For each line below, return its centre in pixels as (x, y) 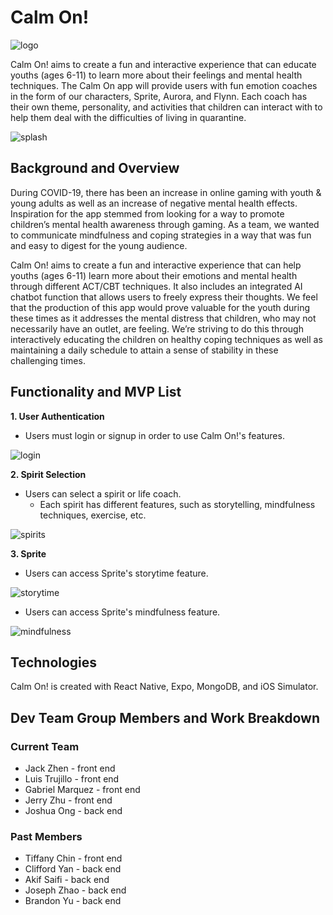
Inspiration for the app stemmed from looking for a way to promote (147, 213)
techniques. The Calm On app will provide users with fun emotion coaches (164, 85)
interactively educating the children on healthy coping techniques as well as (166, 339)
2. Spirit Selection (48, 474)
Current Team (45, 746)
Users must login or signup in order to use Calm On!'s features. (154, 435)
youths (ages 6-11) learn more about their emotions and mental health (154, 275)
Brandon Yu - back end (73, 901)
